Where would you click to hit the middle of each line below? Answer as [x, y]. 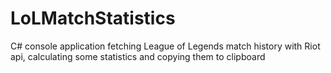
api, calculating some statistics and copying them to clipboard [138, 56]
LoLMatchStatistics [93, 18]
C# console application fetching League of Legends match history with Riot [165, 46]
